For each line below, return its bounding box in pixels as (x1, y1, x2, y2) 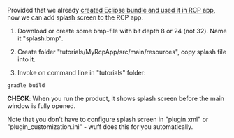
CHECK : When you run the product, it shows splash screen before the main (7, 94, 225, 102)
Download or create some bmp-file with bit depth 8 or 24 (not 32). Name (17, 27, 227, 35)
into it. (17, 55, 36, 63)
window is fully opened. (7, 102, 76, 110)
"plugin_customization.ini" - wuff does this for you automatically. (7, 123, 193, 131)
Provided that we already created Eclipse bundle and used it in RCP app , (7, 6, 216, 14)
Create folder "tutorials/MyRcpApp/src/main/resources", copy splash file (17, 48, 227, 56)
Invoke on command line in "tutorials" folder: (17, 69, 146, 77)
